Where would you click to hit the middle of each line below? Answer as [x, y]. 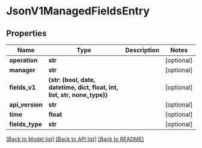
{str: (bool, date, [72, 80]
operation [23, 60]
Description [142, 50]
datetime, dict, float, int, [83, 87]
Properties [26, 33]
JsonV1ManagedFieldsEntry [78, 11]
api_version [26, 105]
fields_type [26, 124]
